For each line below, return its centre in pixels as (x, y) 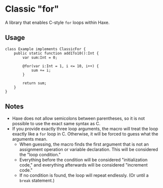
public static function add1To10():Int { (56, 53)
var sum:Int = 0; (40, 57)
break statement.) (37, 180)
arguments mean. (30, 139)
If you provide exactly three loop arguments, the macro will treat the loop (85, 129)
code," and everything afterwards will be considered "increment (83, 165)
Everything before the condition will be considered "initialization (83, 160)
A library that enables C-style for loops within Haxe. (57, 22)
